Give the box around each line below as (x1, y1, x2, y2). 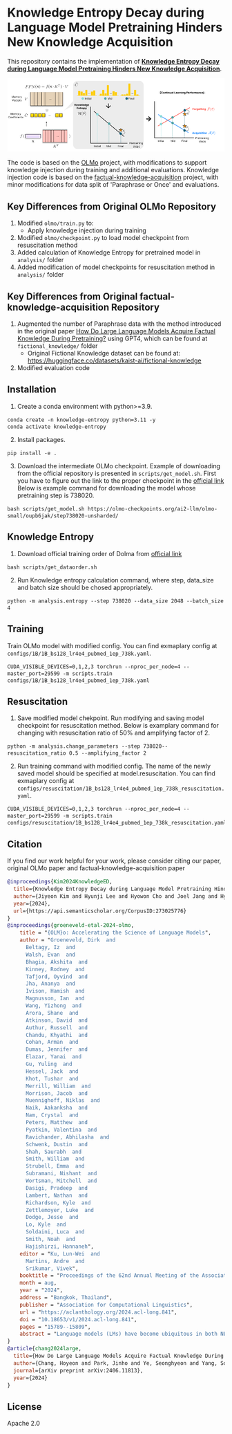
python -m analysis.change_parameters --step (7, 743, 140, 750)
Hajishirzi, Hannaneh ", (25, 1243, 95, 1250)
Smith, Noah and (25, 1236, 76, 1243)
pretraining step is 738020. (17, 491, 95, 499)
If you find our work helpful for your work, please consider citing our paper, (7, 856, 222, 865)
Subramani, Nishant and (25, 1170, 97, 1177)
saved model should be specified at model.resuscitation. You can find (17, 769, 216, 778)
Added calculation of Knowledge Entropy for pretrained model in (17, 248, 201, 257)
